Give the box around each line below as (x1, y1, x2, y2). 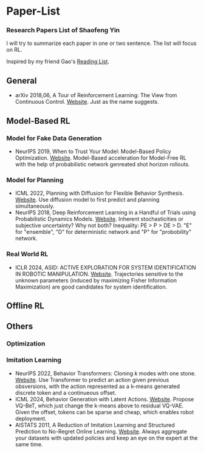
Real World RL (6, 250, 49, 259)
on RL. (6, 46, 22, 53)
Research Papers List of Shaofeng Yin (6, 26, 120, 35)
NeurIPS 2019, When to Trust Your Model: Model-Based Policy (15, 148, 171, 155)
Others (6, 321, 33, 332)
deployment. (15, 415, 47, 422)
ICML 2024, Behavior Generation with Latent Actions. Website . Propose (15, 395, 194, 403)
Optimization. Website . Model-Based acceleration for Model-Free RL (15, 154, 187, 162)
